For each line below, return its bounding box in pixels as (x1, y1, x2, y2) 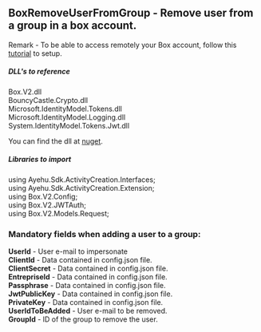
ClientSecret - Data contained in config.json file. (8, 263, 168, 274)
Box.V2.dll (8, 87, 42, 97)
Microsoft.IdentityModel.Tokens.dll (8, 104, 122, 113)
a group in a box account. (8, 19, 137, 33)
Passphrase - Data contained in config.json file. (8, 281, 166, 290)
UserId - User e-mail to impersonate (8, 247, 129, 256)
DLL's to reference (8, 67, 70, 77)
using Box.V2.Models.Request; (8, 208, 109, 218)
